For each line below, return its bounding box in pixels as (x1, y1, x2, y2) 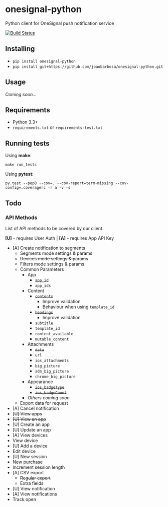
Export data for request (20, 400, 69, 406)
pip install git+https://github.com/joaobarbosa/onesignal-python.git (12, 64, 163, 69)
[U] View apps (12, 410, 43, 416)
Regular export (20, 475, 51, 481)
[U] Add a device (12, 443, 48, 449)
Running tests (5, 139, 50, 148)
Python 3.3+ (12, 119, 39, 125)
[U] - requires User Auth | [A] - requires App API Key (5, 235, 114, 241)
